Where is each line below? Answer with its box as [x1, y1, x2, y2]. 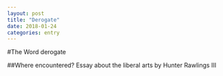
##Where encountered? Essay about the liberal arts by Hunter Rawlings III [7, 61, 217, 69]
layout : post [7, 10, 45, 17]
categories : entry [7, 29, 60, 36]
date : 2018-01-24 [7, 23, 57, 29]
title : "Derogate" [7, 16, 60, 23]
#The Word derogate [7, 48, 67, 56]
